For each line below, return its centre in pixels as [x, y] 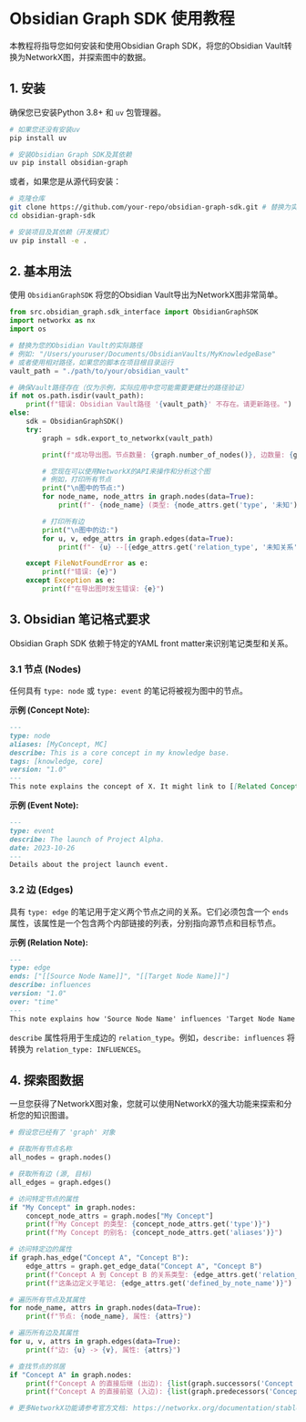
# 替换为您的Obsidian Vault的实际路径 [76, 346]
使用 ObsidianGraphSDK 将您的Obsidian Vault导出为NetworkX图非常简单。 [146, 295]
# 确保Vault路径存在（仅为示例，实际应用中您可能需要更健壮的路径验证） [129, 387]
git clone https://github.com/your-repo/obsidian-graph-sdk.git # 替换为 [150, 207]
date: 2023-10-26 [42, 848]
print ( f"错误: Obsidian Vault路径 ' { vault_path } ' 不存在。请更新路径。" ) [159, 405]
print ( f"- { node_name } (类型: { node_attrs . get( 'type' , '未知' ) [178, 505]
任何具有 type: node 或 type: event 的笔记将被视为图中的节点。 [129, 691]
